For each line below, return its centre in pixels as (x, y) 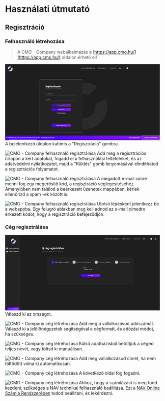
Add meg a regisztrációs (122, 153)
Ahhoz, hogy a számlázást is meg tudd (118, 383)
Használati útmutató (47, 9)
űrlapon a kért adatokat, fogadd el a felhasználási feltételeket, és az (73, 159)
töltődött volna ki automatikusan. (38, 364)
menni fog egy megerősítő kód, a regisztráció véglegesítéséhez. (70, 184)
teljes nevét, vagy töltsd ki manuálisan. (44, 349)
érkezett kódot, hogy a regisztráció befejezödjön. (55, 214)
